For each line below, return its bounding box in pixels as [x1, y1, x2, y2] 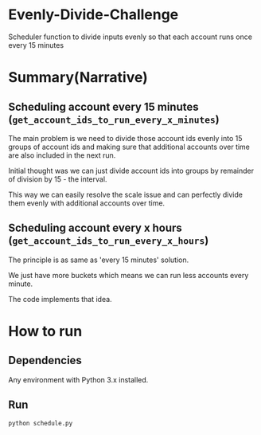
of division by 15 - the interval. [8, 174, 107, 184]
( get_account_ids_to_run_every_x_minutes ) [8, 112, 220, 126]
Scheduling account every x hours [8, 221, 183, 235]
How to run [8, 322, 83, 340]
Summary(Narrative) [8, 69, 149, 87]
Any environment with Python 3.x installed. [8, 374, 149, 384]
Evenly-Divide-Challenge [8, 6, 179, 24]
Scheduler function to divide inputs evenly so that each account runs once [8, 32, 253, 41]
